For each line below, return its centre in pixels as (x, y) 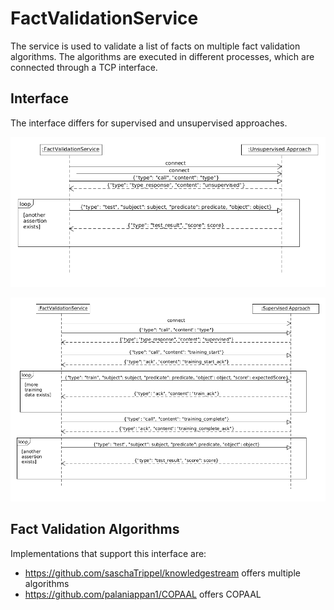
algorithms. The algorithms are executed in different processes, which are (162, 56)
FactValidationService (104, 18)
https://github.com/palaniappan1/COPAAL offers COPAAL (143, 594)
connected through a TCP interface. (84, 67)
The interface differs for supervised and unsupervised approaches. (149, 123)
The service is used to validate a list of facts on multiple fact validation (155, 46)
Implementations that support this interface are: (108, 553)
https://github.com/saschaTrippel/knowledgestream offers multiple (162, 573)
